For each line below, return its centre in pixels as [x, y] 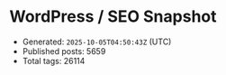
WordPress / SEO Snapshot [113, 17]
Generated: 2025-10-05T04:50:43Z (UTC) [97, 42]
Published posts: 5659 [64, 51]
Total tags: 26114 [54, 61]
